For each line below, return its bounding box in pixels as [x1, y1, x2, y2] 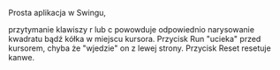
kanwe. [8, 52, 35, 62]
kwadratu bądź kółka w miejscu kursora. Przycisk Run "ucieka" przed [8, 34, 261, 44]
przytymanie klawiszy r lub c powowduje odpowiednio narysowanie [8, 24, 255, 34]
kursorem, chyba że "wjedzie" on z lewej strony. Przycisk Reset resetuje [8, 43, 271, 53]
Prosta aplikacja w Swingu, [8, 8, 107, 17]
